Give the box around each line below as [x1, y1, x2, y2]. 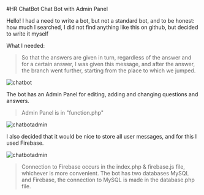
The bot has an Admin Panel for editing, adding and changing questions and [6, 91, 198, 97]
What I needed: [6, 42, 45, 49]
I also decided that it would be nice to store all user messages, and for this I [6, 133, 197, 140]
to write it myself [6, 30, 49, 37]
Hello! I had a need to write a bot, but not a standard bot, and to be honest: [6, 17, 195, 24]
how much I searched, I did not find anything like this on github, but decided [6, 24, 198, 31]
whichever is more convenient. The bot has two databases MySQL [21, 170, 189, 177]
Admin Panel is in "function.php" [21, 109, 104, 116]
